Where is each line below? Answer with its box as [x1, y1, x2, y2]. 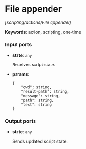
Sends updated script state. [12, 138, 68, 144]
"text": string [21, 102, 52, 107]
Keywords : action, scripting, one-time [5, 29, 82, 35]
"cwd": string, [21, 85, 52, 90]
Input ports [5, 41, 32, 48]
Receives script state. [12, 62, 56, 68]
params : [12, 71, 30, 77]
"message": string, [21, 94, 61, 99]
